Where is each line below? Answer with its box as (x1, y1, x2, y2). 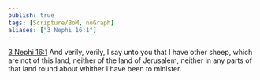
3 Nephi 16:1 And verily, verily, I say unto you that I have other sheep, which (8, 48, 253, 57)
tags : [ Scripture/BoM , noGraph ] (8, 19, 114, 27)
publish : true (8, 11, 55, 20)
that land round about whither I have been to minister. (8, 64, 182, 74)
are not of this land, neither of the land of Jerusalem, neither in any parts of (8, 56, 252, 65)
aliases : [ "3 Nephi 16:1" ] (8, 26, 97, 34)
